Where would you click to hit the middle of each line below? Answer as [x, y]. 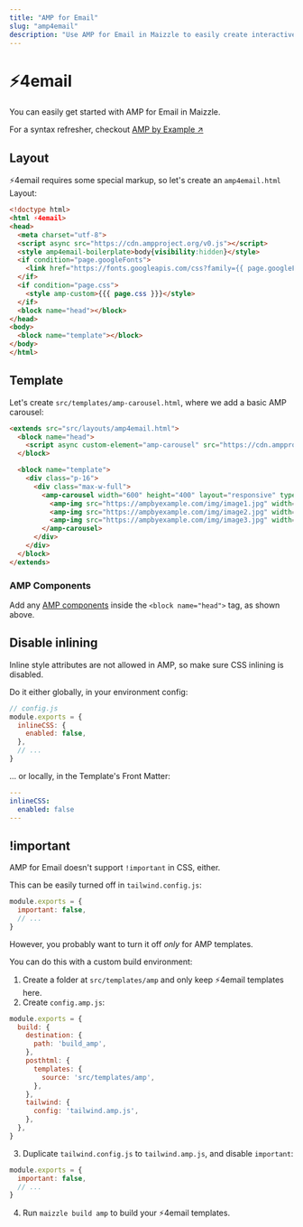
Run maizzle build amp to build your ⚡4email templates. [126, 1213]
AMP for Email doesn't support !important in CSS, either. [115, 868]
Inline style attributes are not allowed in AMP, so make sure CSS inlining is [147, 665]
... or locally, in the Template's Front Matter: [90, 776]
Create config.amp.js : [64, 1002]
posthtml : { [48, 1061]
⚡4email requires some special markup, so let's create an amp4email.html [145, 181]
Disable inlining [54, 643]
